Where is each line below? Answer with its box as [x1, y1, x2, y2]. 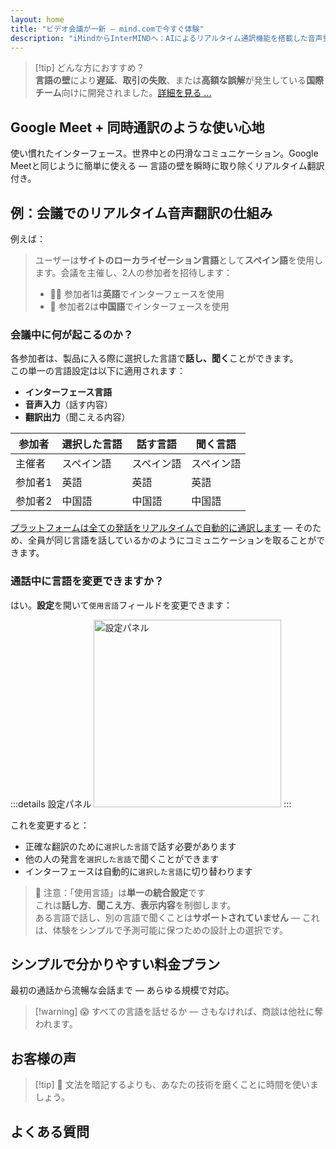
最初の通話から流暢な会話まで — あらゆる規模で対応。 [10, 984, 235, 996]
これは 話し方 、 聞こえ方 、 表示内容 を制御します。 [34, 899, 237, 911]
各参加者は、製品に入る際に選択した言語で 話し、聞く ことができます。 [10, 352, 299, 365]
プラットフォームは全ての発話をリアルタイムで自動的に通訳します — [10, 522, 293, 534]
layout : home [10, 14, 65, 25]
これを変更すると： [10, 819, 90, 831]
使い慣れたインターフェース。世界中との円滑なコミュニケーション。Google [10, 147, 319, 160]
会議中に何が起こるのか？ [10, 327, 134, 341]
